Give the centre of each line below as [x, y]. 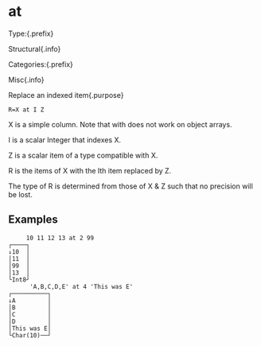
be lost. [21, 194]
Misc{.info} [27, 80]
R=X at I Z [26, 110]
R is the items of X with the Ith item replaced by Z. [90, 170]
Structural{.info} [35, 49]
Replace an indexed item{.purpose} [66, 95]
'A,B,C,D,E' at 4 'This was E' [81, 286]
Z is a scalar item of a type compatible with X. [83, 155]
